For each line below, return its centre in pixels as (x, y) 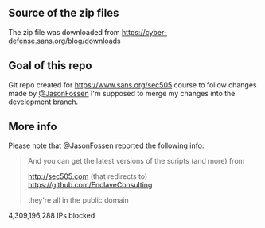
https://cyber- (145, 32)
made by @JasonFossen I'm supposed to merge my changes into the (122, 93)
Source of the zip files (64, 13)
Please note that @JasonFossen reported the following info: (106, 145)
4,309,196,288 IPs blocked (52, 216)
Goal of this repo (50, 66)
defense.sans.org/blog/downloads (64, 41)
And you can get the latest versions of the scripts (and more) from (136, 161)
